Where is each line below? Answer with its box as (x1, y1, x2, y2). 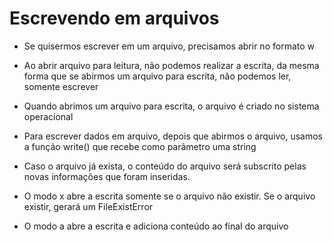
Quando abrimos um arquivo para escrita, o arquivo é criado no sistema (23, 100, 320, 112)
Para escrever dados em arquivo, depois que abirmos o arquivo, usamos (23, 130, 323, 142)
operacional (23, 110, 74, 122)
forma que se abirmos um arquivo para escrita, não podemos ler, (23, 70, 292, 82)
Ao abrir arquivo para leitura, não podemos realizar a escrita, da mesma (23, 59, 320, 71)
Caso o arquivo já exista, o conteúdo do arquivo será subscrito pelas (23, 160, 307, 172)
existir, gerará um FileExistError (23, 200, 154, 212)
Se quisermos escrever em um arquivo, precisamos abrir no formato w (23, 40, 315, 52)
